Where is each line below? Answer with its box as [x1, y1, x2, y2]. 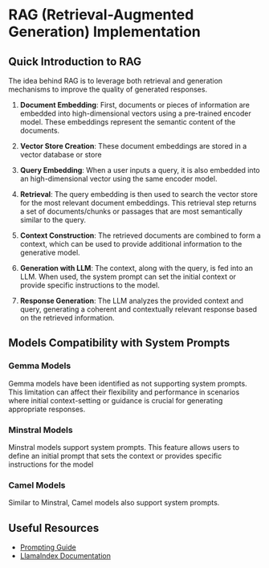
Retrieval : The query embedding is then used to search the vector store [19, 190, 259, 198]
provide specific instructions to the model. [19, 280, 161, 290]
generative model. [19, 247, 80, 257]
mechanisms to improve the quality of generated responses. [8, 84, 207, 94]
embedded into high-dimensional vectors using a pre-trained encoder [19, 108, 251, 118]
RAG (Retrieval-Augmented [8, 6, 194, 24]
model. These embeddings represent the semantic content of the [19, 117, 236, 126]
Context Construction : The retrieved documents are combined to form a [19, 231, 261, 240]
